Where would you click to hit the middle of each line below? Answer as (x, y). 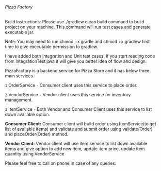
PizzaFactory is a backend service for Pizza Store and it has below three (77, 71)
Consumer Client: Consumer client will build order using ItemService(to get (81, 124)
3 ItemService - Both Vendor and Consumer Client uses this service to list (79, 109)
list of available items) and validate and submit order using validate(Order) (79, 129)
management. (19, 100)
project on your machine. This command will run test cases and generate (78, 27)
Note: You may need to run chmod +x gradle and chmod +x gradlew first (78, 42)
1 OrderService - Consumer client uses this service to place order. (71, 85)
